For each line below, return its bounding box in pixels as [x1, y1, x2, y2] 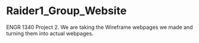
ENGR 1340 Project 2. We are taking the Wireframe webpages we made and [6, 24, 193, 31]
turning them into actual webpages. [6, 29, 94, 37]
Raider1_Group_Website [6, 4, 127, 18]
